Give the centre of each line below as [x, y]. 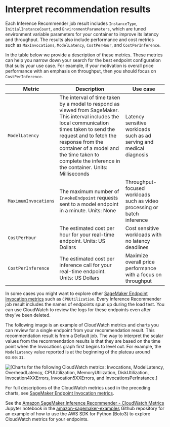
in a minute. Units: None [88, 210]
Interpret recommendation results [78, 9]
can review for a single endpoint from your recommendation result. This [80, 330]
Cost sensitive [142, 228]
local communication [84, 123]
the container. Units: [83, 167]
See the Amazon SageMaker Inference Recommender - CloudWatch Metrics [85, 403]
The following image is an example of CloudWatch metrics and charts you [82, 325]
